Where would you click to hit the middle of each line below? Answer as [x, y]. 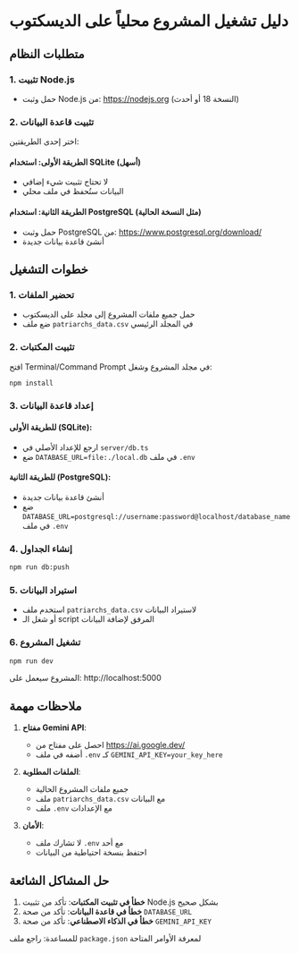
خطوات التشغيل [49, 269]
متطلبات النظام [47, 54]
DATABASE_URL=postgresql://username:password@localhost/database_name [156, 516]
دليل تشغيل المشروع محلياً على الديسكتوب [149, 21]
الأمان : [33, 826]
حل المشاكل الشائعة [59, 880]
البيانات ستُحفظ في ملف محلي [73, 191]
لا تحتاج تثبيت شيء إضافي [65, 182]
